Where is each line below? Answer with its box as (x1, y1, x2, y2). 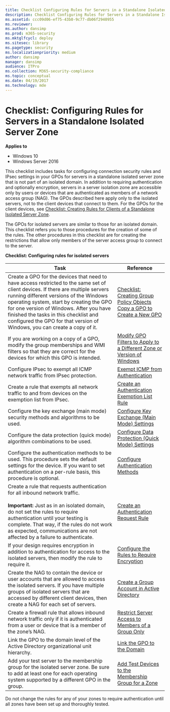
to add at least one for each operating (8, 670, 98, 677)
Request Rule (117, 514, 149, 521)
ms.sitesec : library (5, 41, 49, 46)
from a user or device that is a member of (8, 622, 106, 629)
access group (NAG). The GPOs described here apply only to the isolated (5, 195, 158, 201)
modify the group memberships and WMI (8, 341, 105, 348)
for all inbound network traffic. (8, 489, 80, 496)
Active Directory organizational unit (8, 643, 92, 650)
